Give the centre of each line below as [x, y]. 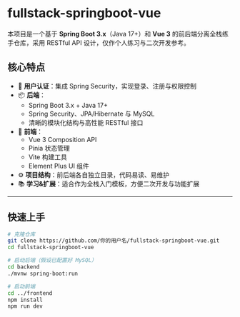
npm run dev [25, 306]
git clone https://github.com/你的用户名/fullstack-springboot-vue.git [114, 241]
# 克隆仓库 [21, 234]
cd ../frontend [30, 293]
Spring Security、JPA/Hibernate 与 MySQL [91, 114]
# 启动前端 [21, 286]
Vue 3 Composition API [62, 139]
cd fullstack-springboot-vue [51, 248]
